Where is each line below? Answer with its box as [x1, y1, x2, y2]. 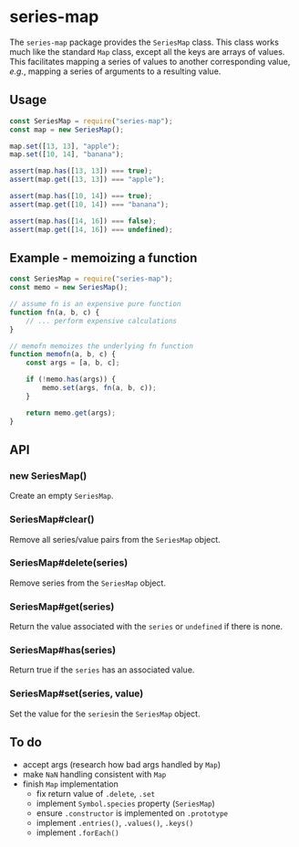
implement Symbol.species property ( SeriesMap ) [36, 798, 216, 809]
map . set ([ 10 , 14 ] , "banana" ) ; [9, 150, 125, 159]
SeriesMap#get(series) [9, 600, 115, 613]
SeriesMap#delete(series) [9, 556, 129, 569]
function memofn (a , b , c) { [9, 350, 117, 359]
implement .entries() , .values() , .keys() [36, 817, 194, 828]
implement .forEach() [36, 827, 120, 838]
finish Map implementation [22, 778, 119, 789]
